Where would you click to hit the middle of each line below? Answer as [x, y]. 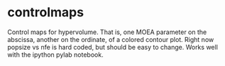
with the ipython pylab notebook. [56, 55]
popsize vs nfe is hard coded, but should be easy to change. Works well [113, 47]
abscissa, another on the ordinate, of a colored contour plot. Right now [111, 39]
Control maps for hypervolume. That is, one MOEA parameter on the [107, 32]
